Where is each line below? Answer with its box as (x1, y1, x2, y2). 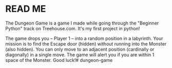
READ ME (5, 3, 46, 15)
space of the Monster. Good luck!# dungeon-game (5, 57, 113, 63)
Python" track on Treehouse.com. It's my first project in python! (5, 25, 140, 31)
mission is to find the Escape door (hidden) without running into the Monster (5, 40, 167, 47)
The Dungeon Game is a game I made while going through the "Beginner (5, 20, 159, 26)
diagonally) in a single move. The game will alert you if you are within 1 (5, 52, 155, 58)
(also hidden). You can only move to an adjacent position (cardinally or (5, 46, 155, 52)
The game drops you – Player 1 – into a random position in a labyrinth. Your (5, 35, 163, 41)
